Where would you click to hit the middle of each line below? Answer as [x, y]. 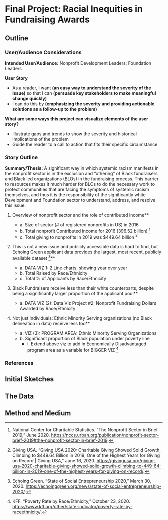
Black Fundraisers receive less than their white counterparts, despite [83, 288]
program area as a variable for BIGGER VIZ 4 [73, 350]
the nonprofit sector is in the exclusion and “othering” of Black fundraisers [82, 174]
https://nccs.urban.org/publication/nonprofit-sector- [105, 435]
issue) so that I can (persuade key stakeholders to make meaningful [84, 93]
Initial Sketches [30, 379]
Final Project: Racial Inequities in [74, 9]
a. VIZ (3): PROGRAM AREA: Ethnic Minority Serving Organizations [88, 333]
